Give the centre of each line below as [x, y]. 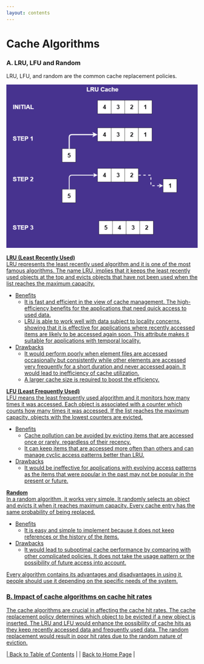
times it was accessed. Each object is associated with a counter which [94, 404]
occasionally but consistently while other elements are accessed [105, 360]
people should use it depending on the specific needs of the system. [92, 581]
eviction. [17, 642]
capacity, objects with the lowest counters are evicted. [75, 417]
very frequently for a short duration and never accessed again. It [105, 367]
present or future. [46, 481]
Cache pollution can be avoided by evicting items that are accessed [109, 436]
